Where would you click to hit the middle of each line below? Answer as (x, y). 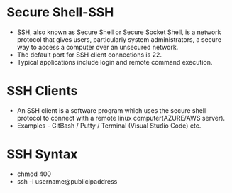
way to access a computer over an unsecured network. (98, 47)
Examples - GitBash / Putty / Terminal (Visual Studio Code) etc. (109, 126)
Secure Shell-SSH (60, 12)
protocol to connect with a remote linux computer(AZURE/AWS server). (121, 118)
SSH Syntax (42, 154)
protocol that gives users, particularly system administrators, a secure (119, 39)
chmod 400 (34, 174)
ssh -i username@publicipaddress (67, 181)
